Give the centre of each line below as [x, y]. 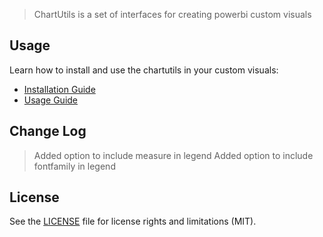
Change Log [48, 131]
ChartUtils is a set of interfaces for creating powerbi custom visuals [172, 14]
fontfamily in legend [74, 166]
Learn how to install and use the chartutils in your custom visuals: [144, 70]
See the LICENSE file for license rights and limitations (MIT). [133, 221]
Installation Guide [59, 89]
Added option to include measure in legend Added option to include [173, 155]
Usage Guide [50, 100]
